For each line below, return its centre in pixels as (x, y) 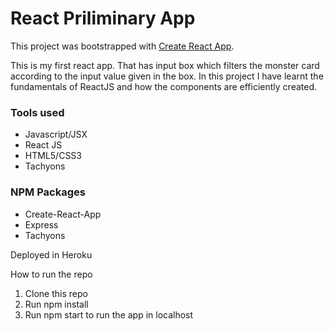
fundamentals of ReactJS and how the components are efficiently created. (164, 86)
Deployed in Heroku (51, 254)
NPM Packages (48, 192)
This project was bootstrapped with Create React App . (122, 46)
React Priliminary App (103, 18)
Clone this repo (56, 293)
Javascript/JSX (56, 134)
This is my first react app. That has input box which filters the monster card (165, 65)
